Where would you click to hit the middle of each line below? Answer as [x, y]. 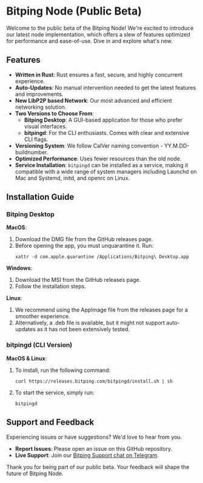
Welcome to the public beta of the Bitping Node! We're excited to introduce [100, 28]
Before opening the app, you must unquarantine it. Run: [84, 246]
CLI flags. [36, 139]
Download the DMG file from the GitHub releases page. [84, 239]
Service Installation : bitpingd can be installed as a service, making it [101, 165]
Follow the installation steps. [50, 286]
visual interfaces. [45, 126]
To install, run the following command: [63, 370]
